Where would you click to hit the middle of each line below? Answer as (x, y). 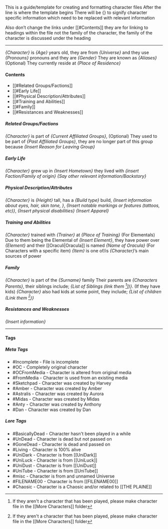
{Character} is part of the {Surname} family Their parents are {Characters (81, 280)
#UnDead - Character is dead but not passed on (62, 439)
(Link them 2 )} (19, 297)
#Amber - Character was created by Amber (57, 388)
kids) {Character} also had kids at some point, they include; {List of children (83, 291)
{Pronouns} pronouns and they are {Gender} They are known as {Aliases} (81, 58)
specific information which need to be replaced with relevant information (80, 18)
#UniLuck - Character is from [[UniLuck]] (55, 460)
